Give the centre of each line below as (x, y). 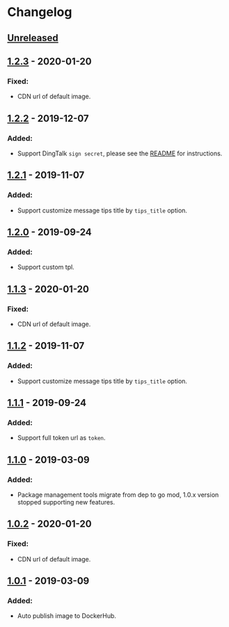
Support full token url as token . (61, 438)
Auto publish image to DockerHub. (67, 616)
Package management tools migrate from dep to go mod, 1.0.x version (118, 495)
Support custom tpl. (46, 267)
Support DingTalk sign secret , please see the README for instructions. (120, 153)
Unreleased (33, 38)
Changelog (40, 12)
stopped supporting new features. (66, 502)
